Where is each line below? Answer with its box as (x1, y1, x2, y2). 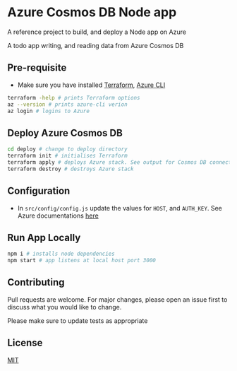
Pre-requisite (7, 61, 67, 74)
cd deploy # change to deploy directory (7, 146, 128, 153)
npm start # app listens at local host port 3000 (7, 257, 157, 264)
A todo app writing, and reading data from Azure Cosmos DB (7, 41, 184, 49)
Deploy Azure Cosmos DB (7, 126, 123, 139)
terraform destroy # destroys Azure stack (7, 165, 134, 172)
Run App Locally (7, 231, 81, 244)
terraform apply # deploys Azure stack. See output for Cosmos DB (7, 158, 207, 166)
